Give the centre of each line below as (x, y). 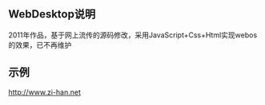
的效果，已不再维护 (40, 45)
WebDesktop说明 (52, 14)
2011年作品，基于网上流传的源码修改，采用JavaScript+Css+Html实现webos (133, 35)
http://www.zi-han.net (45, 92)
